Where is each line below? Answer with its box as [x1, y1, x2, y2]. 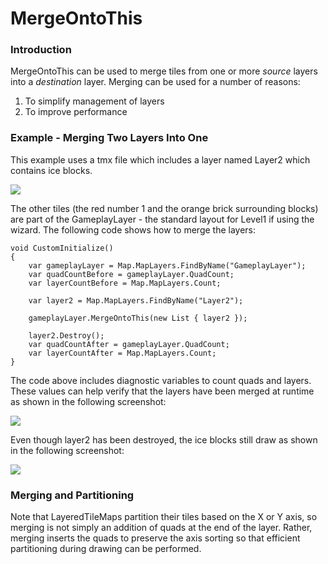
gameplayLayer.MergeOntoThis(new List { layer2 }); [28, 313, 248, 323]
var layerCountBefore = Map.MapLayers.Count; [28, 278, 222, 288]
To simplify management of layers [24, 95, 165, 107]
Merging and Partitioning [10, 488, 135, 502]
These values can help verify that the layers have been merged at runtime [10, 385, 315, 397]
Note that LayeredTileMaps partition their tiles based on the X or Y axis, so [10, 511, 318, 523]
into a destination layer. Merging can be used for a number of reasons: [10, 76, 301, 88]
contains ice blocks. [10, 164, 93, 176]
